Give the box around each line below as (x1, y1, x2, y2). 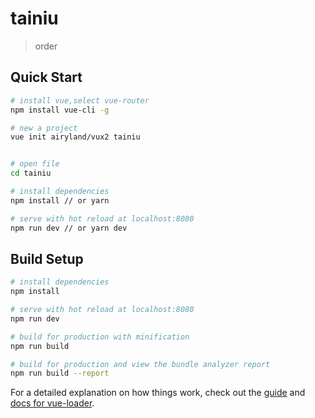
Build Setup (10, 250, 84, 267)
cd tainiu (10, 168, 52, 179)
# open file (10, 159, 60, 169)
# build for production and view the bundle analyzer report (10, 359, 271, 369)
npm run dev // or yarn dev (10, 223, 128, 233)
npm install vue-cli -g (10, 105, 110, 115)
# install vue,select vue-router (10, 95, 150, 106)
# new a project (10, 123, 78, 133)
